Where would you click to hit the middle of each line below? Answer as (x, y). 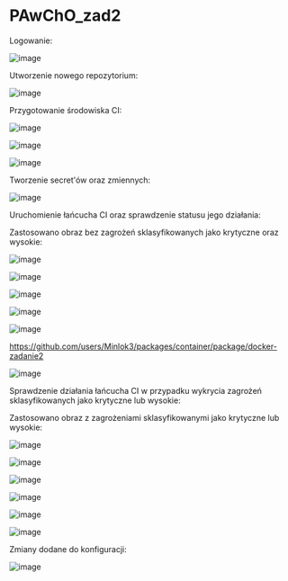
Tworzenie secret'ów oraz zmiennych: (80, 180)
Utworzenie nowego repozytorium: (74, 75)
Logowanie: (31, 40)
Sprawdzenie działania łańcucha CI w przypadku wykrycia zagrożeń (136, 390)
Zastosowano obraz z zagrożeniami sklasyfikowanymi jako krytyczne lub (144, 417)
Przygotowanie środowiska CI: (66, 110)
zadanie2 (27, 355)
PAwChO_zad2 (65, 16)
